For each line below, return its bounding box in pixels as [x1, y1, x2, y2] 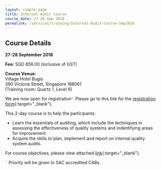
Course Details [5, 39, 51, 47]
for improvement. [12, 130, 47, 136]
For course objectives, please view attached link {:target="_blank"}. [5, 150, 140, 156]
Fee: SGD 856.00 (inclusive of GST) [5, 62, 77, 67]
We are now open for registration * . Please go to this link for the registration [5, 96, 156, 102]
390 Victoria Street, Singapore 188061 [5, 81, 82, 87]
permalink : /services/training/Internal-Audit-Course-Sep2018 [5, 21, 135, 26]
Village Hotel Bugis [5, 76, 43, 82]
